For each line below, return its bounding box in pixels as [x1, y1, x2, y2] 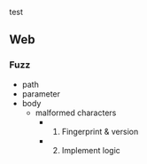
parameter [21, 88, 60, 99]
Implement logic [61, 144, 121, 155]
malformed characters [35, 107, 117, 118]
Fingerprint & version [61, 126, 139, 137]
